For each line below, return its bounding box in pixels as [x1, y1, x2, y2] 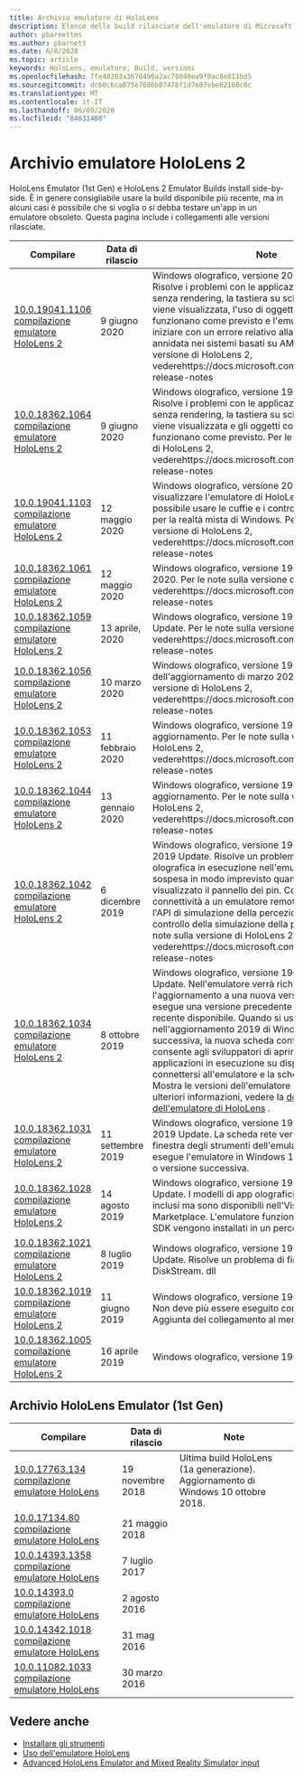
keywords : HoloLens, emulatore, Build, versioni [9, 64, 196, 73]
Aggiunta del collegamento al [151, 1313, 277, 1326]
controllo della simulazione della [151, 918, 289, 931]
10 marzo [100, 676, 142, 689]
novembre [121, 1474, 165, 1487]
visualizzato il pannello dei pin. [151, 884, 282, 897]
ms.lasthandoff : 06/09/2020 [9, 106, 115, 115]
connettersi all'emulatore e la [151, 1068, 275, 1081]
